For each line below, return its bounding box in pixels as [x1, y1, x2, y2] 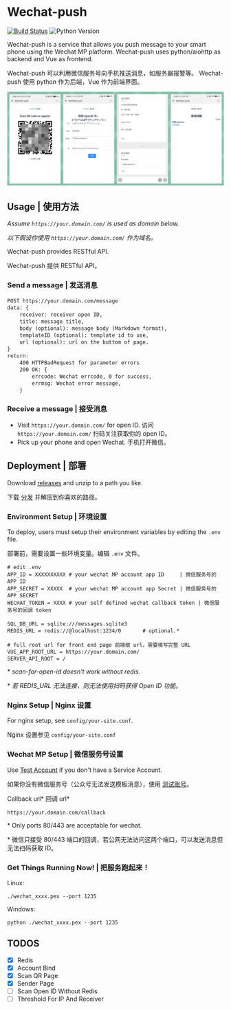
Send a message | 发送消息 [7, 280, 98, 290]
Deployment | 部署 [7, 460, 87, 472]
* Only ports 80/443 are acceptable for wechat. [7, 821, 142, 829]
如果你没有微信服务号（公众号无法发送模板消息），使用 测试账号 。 [7, 779, 192, 788]
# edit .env [7, 564, 41, 570]
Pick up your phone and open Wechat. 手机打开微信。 [16, 438, 170, 446]
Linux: [7, 878, 25, 887]
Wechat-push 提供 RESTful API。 [7, 262, 101, 270]
